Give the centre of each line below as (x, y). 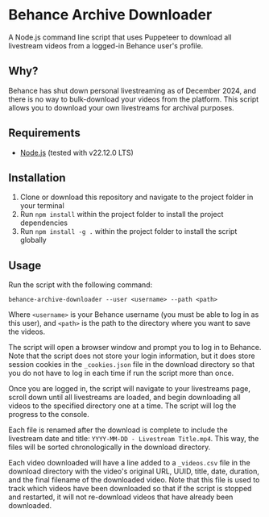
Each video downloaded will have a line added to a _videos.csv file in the (130, 463)
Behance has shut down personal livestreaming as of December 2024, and (132, 90)
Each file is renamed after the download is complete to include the (118, 430)
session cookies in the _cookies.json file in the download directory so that (132, 365)
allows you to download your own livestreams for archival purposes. (122, 107)
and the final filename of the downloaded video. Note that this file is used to (134, 480)
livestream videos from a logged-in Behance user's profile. (106, 45)
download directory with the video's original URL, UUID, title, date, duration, (134, 471)
